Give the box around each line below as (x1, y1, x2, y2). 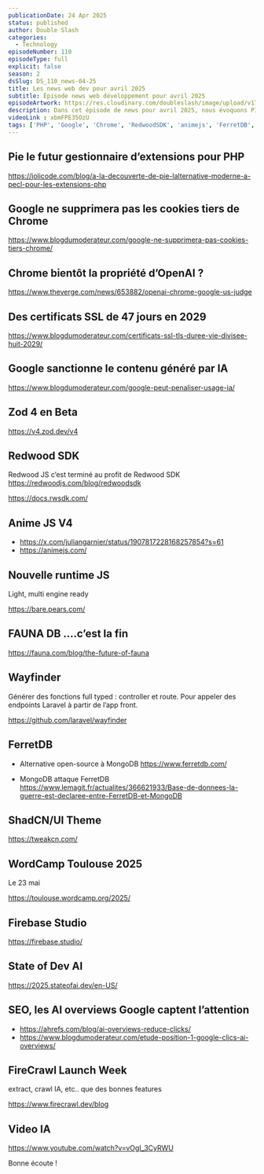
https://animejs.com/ (19, 545, 87, 555)
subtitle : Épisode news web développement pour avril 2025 (8, 92, 206, 100)
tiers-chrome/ (8, 244, 53, 253)
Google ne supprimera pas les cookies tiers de (8, 202, 240, 215)
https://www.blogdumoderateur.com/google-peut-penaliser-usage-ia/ (8, 383, 236, 392)
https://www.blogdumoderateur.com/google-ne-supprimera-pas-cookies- (8, 235, 249, 244)
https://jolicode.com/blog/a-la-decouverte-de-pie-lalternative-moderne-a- (8, 171, 251, 181)
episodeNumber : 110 (8, 48, 72, 56)
